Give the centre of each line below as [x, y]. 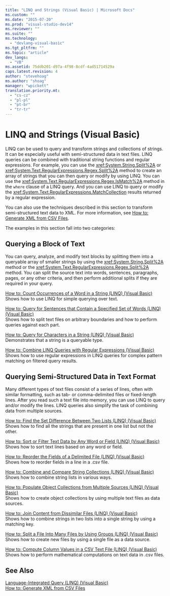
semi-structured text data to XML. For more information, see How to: [77, 212]
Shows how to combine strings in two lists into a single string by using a [80, 519]
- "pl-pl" [20, 100]
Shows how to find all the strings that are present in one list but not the [79, 426]
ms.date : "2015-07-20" [29, 19]
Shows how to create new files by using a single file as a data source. [78, 539]
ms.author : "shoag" [26, 81]
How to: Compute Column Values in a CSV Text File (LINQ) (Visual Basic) [81, 549]
